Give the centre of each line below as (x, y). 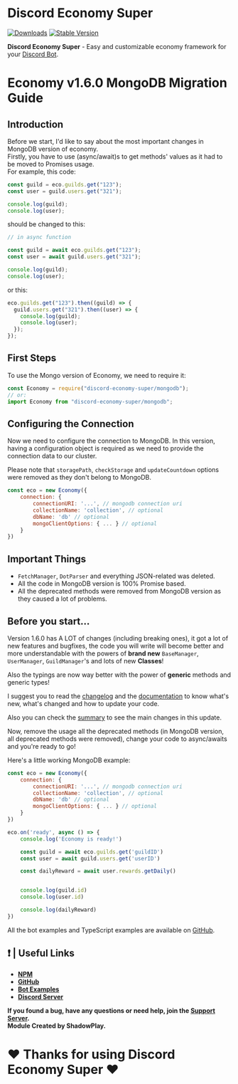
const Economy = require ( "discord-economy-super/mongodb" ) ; (98, 388)
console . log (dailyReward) (59, 910)
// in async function (39, 237)
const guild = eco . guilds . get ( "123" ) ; (65, 184)
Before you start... (49, 621)
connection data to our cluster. (52, 456)
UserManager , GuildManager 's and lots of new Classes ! (86, 661)
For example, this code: (42, 172)
